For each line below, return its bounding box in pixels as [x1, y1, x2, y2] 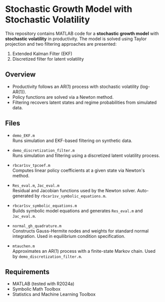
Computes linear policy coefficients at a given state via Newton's [12, 167, 145, 173]
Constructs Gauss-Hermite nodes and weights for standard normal [12, 227, 149, 234]
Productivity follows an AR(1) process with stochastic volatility [12, 83, 139, 89]
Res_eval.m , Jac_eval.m [12, 182, 59, 188]
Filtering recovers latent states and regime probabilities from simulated [12, 99, 157, 105]
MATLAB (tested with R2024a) [12, 281, 75, 287]
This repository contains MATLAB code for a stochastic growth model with [5, 30, 159, 36]
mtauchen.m [12, 243, 35, 249]
